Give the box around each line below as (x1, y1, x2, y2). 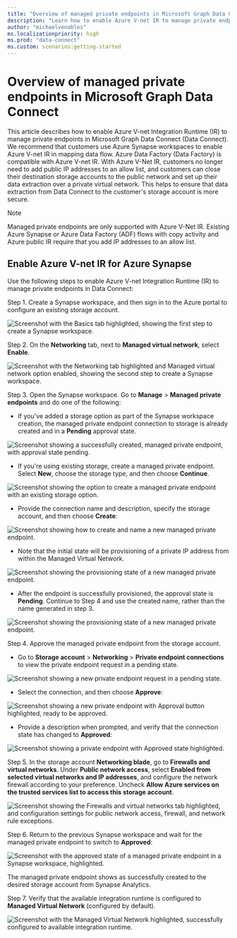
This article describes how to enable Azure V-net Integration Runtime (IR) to (7, 127, 228, 135)
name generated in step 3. (17, 604, 95, 612)
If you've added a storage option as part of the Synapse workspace (17, 411, 214, 420)
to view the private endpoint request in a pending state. (17, 660, 178, 669)
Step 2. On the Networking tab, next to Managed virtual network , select (7, 341, 219, 349)
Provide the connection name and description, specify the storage (17, 504, 210, 513)
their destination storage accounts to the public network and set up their (7, 172, 218, 181)
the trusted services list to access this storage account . (7, 787, 174, 796)
